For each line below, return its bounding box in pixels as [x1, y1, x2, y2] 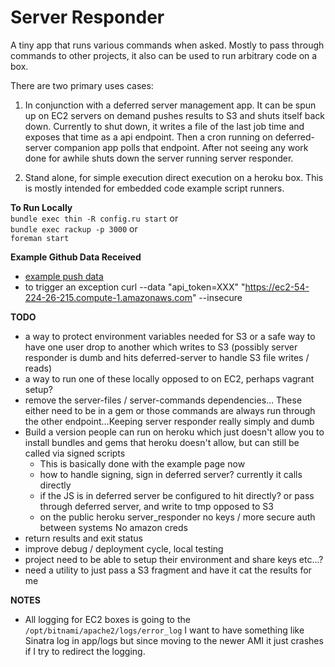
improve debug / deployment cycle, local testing [24, 542, 224, 555]
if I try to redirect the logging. [24, 645, 146, 657]
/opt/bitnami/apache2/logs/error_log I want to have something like [24, 624, 305, 636]
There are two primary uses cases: [10, 79, 154, 91]
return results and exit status [24, 532, 143, 544]
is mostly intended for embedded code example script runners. [24, 182, 285, 194]
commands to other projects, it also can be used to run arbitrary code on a [10, 49, 318, 61]
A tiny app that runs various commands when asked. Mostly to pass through [10, 39, 325, 51]
